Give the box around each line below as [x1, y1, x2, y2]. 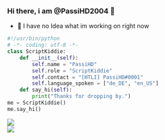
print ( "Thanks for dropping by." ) [32, 93, 131, 100]
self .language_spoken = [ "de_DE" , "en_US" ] [32, 80, 159, 87]
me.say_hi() [7, 106, 41, 112]
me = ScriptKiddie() [7, 99, 67, 106]
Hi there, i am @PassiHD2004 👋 [7, 6, 115, 16]
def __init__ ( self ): [19, 54, 79, 61]
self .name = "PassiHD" [32, 61, 97, 68]
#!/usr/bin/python [7, 35, 60, 42]
